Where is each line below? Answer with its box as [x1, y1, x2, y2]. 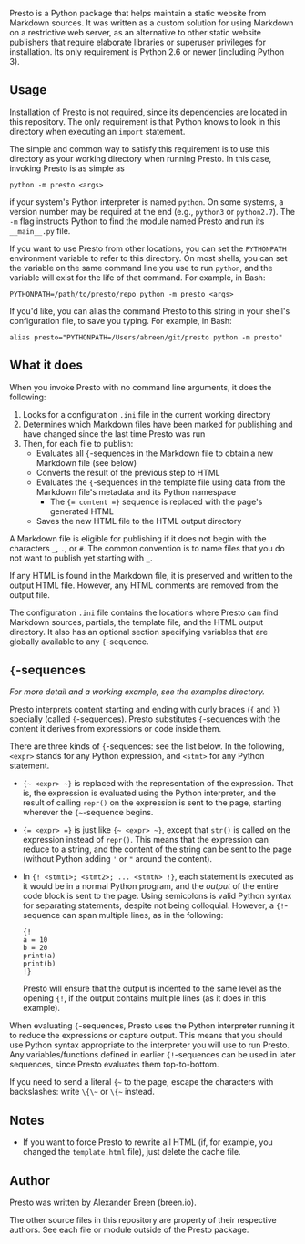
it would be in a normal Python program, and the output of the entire [22, 881, 279, 892]
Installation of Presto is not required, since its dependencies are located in [9, 106, 288, 117]
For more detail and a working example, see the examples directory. [9, 686, 266, 697]
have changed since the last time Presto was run [22, 428, 206, 440]
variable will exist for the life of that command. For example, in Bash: [9, 272, 266, 283]
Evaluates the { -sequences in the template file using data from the [36, 477, 286, 488]
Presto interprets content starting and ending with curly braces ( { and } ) [9, 704, 280, 715]
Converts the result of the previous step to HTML [36, 467, 220, 478]
